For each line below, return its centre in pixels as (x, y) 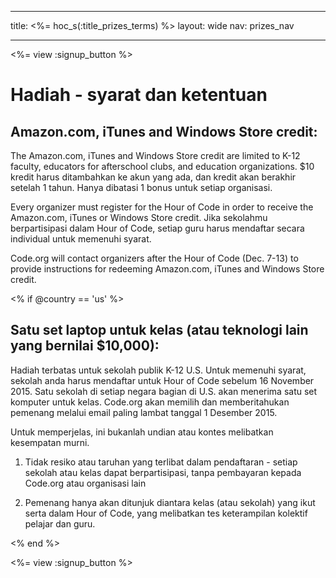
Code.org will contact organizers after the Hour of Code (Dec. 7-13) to (154, 258)
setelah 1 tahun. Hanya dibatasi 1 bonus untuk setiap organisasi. (141, 187)
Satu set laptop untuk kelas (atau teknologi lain (159, 330)
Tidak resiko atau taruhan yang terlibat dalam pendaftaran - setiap (161, 462)
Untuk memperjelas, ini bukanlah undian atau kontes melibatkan (142, 432)
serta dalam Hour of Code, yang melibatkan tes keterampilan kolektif (166, 513)
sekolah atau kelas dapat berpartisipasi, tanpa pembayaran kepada (163, 472)
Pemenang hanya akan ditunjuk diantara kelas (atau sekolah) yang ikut (170, 502)
